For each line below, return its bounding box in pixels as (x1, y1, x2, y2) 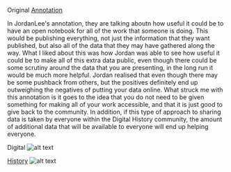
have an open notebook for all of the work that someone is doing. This (7, 27, 209, 35)
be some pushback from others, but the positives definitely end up (7, 78, 198, 86)
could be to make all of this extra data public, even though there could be (7, 56, 217, 64)
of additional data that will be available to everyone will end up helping (7, 123, 209, 130)
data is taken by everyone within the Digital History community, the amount (7, 115, 223, 123)
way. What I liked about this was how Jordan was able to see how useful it (7, 49, 221, 57)
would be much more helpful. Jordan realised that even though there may (7, 71, 218, 79)
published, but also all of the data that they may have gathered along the (7, 42, 215, 49)
